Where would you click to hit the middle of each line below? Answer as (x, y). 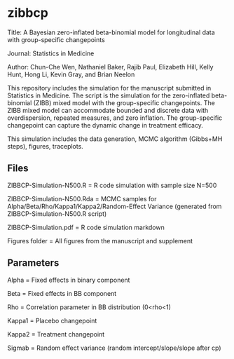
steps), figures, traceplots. (46, 146)
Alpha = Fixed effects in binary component (69, 280)
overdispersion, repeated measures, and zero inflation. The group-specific (115, 118)
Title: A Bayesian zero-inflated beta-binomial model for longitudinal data (111, 32)
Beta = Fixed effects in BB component (62, 293)
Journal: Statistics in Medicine (51, 53)
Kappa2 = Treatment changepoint (56, 334)
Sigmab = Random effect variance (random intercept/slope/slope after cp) (115, 348)
